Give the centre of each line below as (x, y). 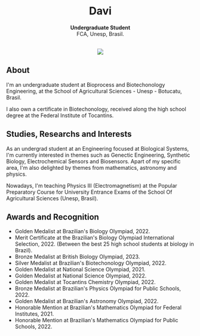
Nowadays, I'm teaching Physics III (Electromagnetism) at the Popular (92, 185)
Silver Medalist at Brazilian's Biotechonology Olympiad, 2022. (90, 263)
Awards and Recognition (53, 217)
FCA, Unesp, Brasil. (100, 33)
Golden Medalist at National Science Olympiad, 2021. (80, 270)
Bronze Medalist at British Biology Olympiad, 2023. (77, 257)
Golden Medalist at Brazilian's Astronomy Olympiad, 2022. (87, 301)
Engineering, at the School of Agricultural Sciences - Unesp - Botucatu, (94, 91)
